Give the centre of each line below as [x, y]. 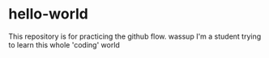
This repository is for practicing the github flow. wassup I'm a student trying [135, 36]
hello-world [49, 14]
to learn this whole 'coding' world [64, 44]
